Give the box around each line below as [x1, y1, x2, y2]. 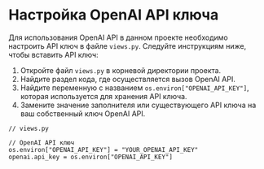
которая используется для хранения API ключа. [20, 91, 187, 101]
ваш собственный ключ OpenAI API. [20, 108, 146, 119]
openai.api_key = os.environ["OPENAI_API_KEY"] [8, 153, 174, 161]
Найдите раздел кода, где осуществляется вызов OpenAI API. [20, 74, 236, 84]
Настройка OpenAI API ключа [8, 6, 219, 24]
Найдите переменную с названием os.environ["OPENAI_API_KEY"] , [20, 83, 250, 93]
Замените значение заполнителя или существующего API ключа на [20, 100, 257, 110]
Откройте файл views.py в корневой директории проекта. [20, 65, 222, 75]
